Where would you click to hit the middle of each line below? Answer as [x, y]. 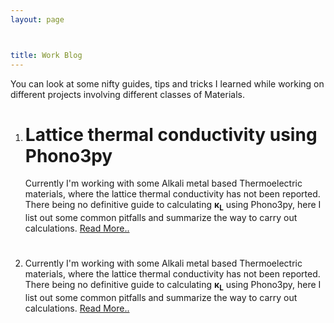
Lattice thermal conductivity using [171, 134]
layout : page [37, 19]
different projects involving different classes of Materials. [127, 94]
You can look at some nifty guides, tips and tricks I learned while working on [167, 83]
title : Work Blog [46, 55]
